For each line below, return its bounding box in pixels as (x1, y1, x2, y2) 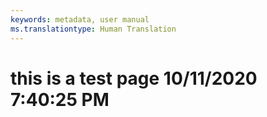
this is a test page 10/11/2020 (10, 67, 258, 90)
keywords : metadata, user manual (10, 14, 150, 25)
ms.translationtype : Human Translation (10, 24, 177, 34)
